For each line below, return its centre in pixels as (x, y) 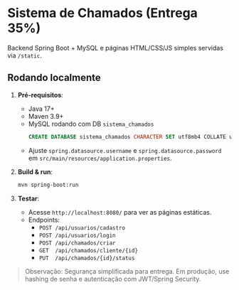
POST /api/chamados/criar (77, 243)
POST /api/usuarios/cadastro (82, 228)
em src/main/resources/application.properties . (100, 158)
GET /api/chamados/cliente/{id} (89, 250)
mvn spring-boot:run (48, 185)
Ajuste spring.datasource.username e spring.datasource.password (125, 150)
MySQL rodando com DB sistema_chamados (91, 124)
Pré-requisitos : (41, 95)
